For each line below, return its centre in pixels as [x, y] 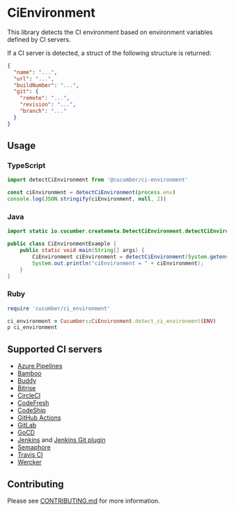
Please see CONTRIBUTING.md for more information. [84, 501]
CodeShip [32, 410]
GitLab [27, 425]
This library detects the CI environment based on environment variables [110, 32]
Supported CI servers [55, 349]
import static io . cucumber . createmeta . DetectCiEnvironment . [96, 231]
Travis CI [30, 455]
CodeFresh [33, 403]
